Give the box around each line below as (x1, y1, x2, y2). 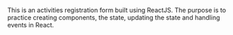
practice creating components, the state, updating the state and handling (7, 13, 221, 22)
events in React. (7, 21, 55, 29)
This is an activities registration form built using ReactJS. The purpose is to (7, 6, 227, 14)
